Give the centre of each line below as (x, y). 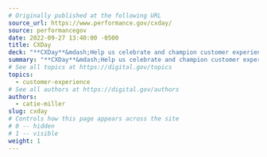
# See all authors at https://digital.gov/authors (94, 89)
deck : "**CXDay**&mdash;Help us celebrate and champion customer (118, 52)
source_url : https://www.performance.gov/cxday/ (90, 23)
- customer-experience (53, 82)
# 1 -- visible (33, 133)
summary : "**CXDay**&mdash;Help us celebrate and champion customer (124, 60)
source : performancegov (48, 30)
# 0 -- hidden (32, 126)
